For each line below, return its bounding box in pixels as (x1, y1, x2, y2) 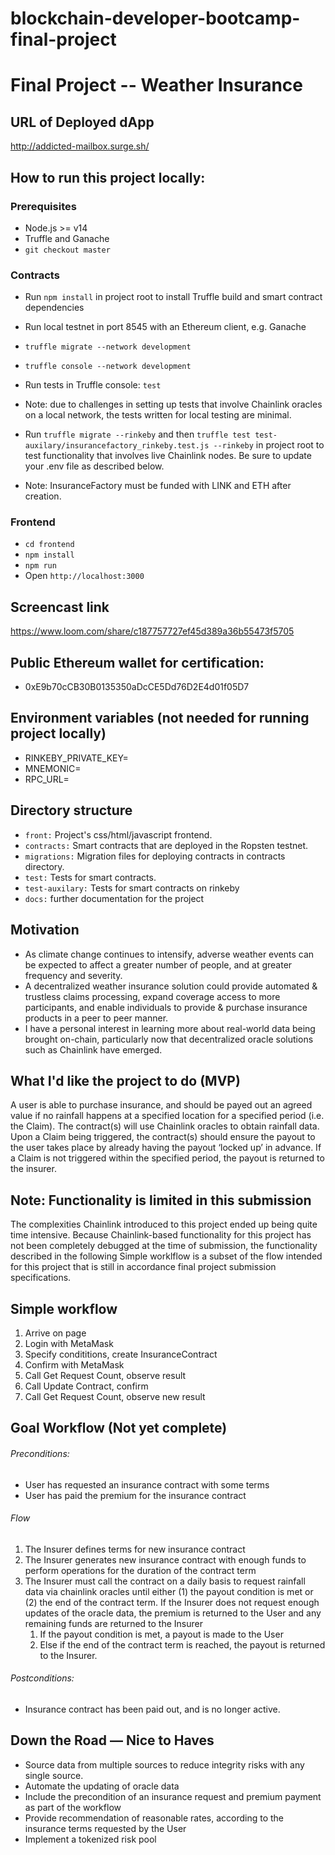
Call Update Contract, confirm (24, 1380, 149, 1392)
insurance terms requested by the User (24, 1822, 187, 1834)
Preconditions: (10, 1447, 70, 1459)
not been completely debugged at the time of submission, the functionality (10, 1240, 318, 1252)
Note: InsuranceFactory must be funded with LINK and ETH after (24, 480, 292, 492)
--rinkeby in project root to (213, 439, 325, 451)
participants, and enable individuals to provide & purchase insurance (24, 1001, 308, 1013)
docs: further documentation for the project (24, 892, 205, 904)
